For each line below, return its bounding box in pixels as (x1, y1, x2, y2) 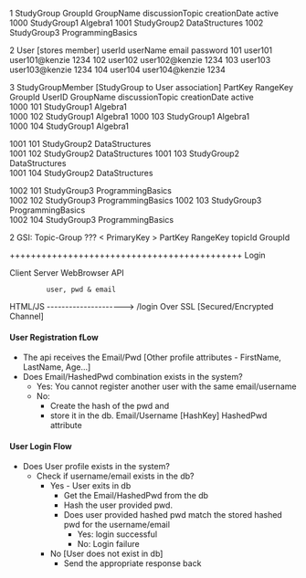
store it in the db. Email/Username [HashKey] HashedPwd (49, 410, 268, 421)
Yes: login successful (77, 529, 158, 540)
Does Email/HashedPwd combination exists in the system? (22, 372, 244, 383)
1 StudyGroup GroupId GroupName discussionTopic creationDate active (9, 8, 279, 18)
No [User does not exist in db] (49, 548, 164, 560)
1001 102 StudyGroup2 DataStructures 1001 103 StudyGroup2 (9, 148, 240, 159)
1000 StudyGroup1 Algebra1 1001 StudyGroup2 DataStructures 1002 (9, 17, 264, 28)
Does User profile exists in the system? (22, 461, 171, 472)
